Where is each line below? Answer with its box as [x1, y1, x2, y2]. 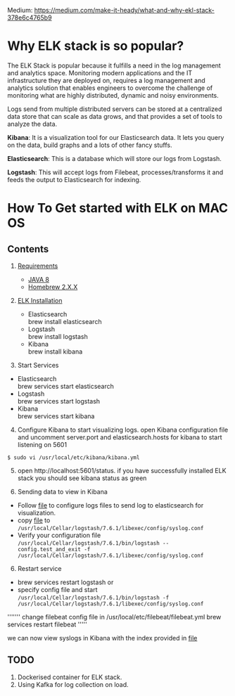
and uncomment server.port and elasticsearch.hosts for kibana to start [17, 432, 223, 442]
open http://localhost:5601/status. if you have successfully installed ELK [17, 466, 227, 475]
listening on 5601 [17, 440, 68, 449]
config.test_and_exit [17, 546, 81, 553]
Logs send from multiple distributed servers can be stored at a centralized [7, 105, 222, 113]
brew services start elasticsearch [17, 382, 115, 390]
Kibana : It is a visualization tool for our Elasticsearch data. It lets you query [7, 133, 224, 141]
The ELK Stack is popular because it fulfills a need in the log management [7, 61, 222, 70]
